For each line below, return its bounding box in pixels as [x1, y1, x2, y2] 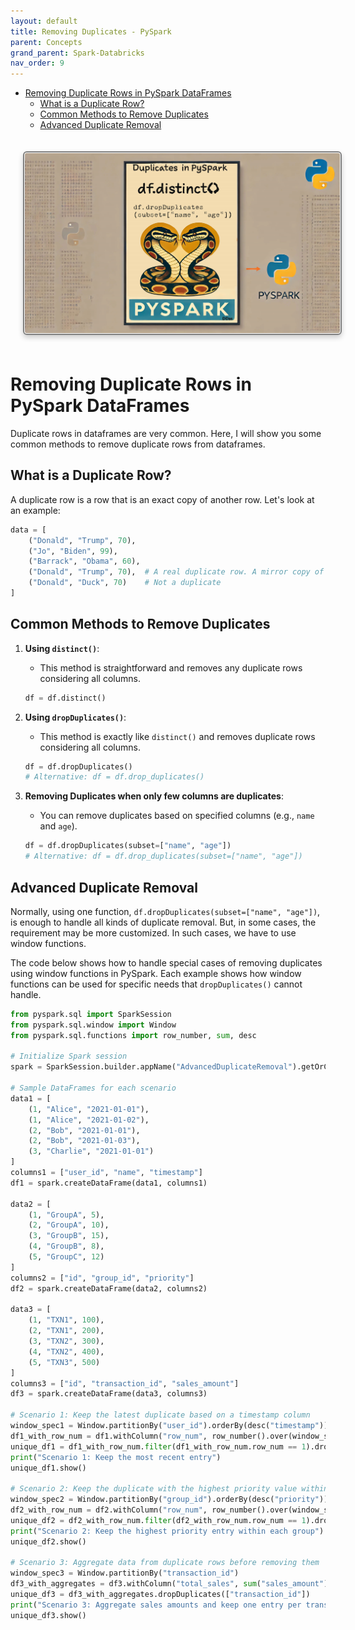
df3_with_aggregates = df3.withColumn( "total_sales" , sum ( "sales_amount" [10, 1579, 325, 1589]
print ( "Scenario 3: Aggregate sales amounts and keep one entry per [10, 1600, 302, 1610]
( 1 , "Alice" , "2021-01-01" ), [28, 1104, 150, 1114]
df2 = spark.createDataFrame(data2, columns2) [10, 1283, 208, 1294]
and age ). [39, 820, 78, 832]
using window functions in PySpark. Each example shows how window [10, 967, 302, 979]
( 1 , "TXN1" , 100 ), [28, 1315, 105, 1325]
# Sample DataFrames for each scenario [10, 1083, 177, 1094]
